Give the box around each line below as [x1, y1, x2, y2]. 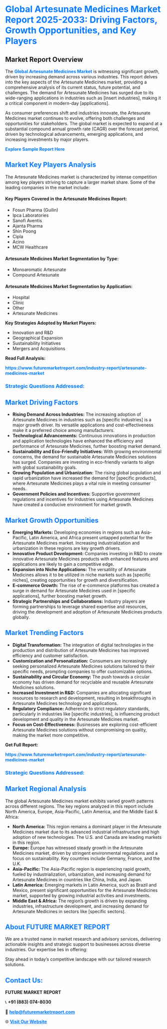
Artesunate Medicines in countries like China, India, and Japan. [12, 876, 142, 882]
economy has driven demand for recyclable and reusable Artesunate [12, 679, 154, 685]
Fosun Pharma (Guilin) [12, 207, 58, 213]
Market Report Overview [5, 55, 83, 63]
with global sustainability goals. [12, 464, 77, 470]
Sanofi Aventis [12, 218, 42, 224]
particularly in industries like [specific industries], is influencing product [12, 710, 160, 717]
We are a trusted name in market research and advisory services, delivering [5, 936, 161, 942]
